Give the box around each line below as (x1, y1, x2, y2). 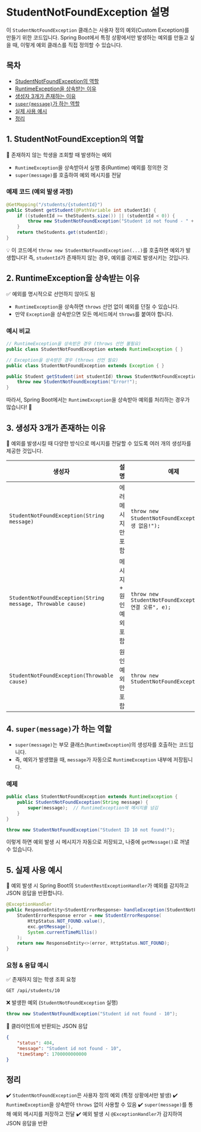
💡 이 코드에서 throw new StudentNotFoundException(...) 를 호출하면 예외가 (6, 246, 185, 254)
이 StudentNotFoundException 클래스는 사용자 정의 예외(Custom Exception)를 (6, 26, 190, 33)
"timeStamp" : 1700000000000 (17, 1051, 87, 1057)
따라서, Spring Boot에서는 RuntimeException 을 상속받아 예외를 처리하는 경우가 (6, 396, 190, 404)
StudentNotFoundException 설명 (6, 5, 170, 19)
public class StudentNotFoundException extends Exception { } (6, 362, 165, 368)
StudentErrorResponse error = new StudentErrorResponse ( (17, 913, 162, 919)
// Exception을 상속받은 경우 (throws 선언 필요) (6, 357, 118, 363)
